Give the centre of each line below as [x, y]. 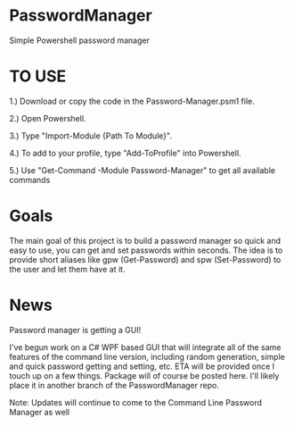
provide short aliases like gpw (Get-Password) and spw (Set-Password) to [145, 259]
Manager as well [39, 412]
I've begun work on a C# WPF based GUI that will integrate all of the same [145, 347]
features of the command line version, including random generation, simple [147, 356]
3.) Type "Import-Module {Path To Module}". [90, 136]
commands [30, 180]
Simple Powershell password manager [79, 40]
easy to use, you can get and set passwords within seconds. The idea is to [146, 250]
